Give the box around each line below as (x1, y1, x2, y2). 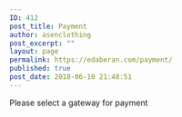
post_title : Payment (9, 22, 88, 31)
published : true (9, 64, 71, 73)
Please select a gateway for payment (9, 97, 148, 108)
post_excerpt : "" (9, 38, 76, 48)
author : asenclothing (9, 30, 92, 39)
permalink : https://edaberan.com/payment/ (9, 55, 173, 64)
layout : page (9, 47, 59, 56)
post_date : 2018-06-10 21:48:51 (9, 73, 132, 82)
